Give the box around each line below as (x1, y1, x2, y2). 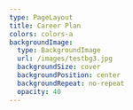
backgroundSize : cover (17, 63, 101, 72)
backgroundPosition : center (17, 71, 121, 80)
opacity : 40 (17, 87, 62, 96)
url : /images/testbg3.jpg (17, 54, 113, 63)
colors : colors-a (9, 29, 74, 38)
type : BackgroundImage (17, 46, 101, 55)
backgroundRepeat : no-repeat (17, 79, 125, 88)
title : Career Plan (9, 21, 82, 30)
